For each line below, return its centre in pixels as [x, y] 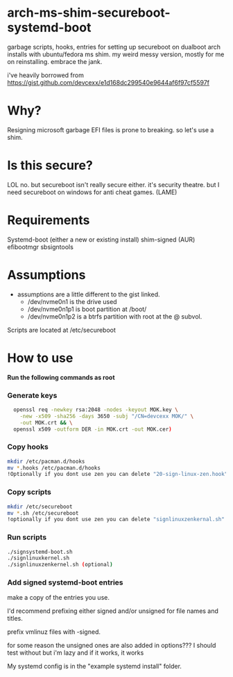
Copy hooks [28, 447]
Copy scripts [29, 492]
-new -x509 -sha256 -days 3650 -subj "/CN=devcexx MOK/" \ [107, 416]
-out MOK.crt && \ [46, 422]
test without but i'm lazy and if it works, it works [76, 653]
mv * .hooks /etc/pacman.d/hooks [54, 468]
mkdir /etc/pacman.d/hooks [46, 461]
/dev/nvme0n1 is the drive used [72, 301]
